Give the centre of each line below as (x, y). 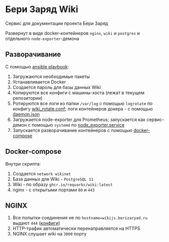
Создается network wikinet (42, 174)
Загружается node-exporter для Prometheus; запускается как (79, 119)
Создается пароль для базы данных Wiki (57, 87)
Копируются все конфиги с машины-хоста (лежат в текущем (78, 93)
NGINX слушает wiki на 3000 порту (50, 234)
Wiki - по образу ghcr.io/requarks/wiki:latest (62, 184)
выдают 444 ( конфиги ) (36, 223)
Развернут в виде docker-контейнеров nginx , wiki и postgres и (73, 33)
